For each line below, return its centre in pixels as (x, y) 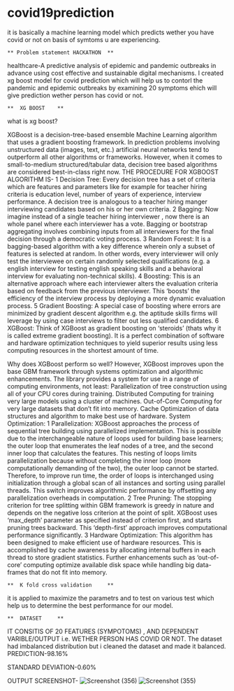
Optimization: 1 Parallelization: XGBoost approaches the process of (103, 423)
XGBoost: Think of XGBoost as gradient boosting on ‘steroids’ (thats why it (114, 328)
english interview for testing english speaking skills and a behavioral (105, 268)
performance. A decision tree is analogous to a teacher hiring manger (107, 202)
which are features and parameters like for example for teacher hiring (107, 186)
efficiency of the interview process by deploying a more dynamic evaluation (116, 298)
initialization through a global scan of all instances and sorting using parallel (116, 483)
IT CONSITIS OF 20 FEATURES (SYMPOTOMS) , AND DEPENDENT (103, 631)
